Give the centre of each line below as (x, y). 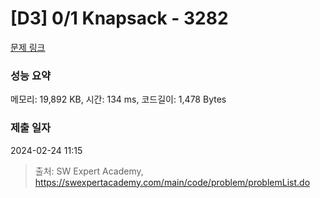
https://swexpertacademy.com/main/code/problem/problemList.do (172, 182)
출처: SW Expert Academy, (89, 171)
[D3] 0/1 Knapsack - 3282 (119, 18)
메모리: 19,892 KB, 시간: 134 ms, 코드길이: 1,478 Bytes (118, 99)
